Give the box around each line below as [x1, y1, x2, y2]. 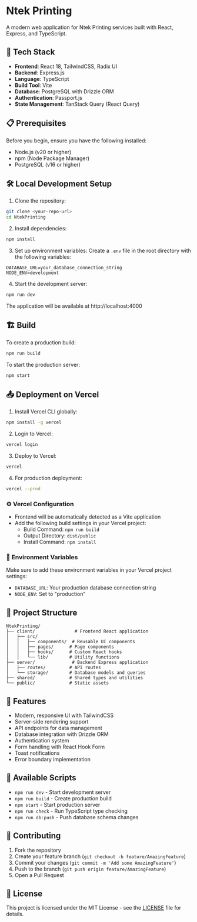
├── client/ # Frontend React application [6, 628, 149, 634]
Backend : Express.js [14, 69, 65, 76]
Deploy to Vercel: [14, 452, 57, 459]
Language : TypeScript [14, 75, 69, 82]
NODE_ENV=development [6, 270, 59, 276]
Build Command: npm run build [23, 526, 100, 533]
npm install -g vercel [6, 419, 62, 426]
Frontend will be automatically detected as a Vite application [14, 513, 161, 520]
